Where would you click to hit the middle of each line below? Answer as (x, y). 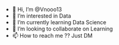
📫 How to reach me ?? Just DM (52, 36)
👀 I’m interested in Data (42, 16)
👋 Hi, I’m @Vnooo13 (37, 9)
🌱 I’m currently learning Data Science (59, 22)
